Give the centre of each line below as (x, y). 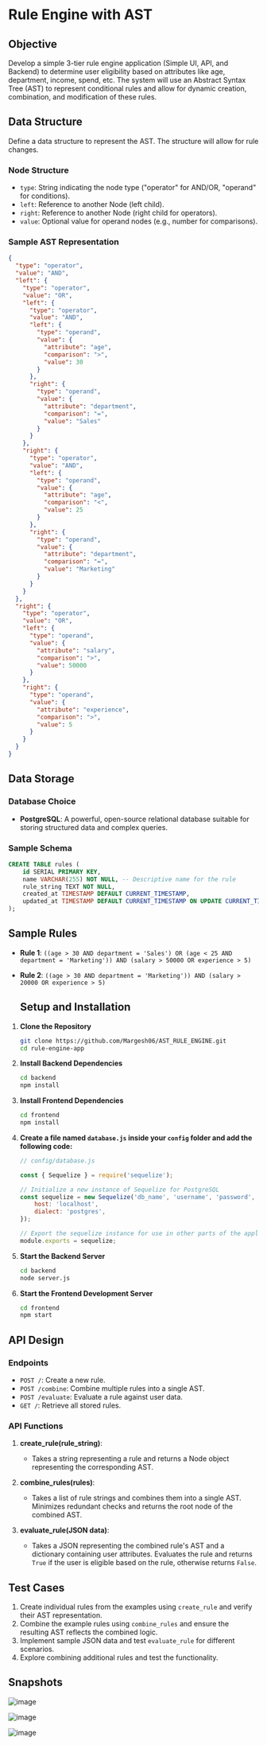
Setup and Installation (75, 1007)
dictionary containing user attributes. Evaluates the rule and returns (142, 1554)
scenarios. (37, 1650)
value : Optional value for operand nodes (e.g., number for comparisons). (139, 221)
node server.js (45, 1278)
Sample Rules (43, 934)
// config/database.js (57, 1161)
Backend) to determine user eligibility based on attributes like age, (117, 72)
